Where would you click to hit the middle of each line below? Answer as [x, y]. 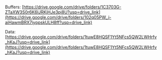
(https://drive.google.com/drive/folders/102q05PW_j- [58, 17]
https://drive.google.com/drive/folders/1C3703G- [73, 7]
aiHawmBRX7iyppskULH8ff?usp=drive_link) [49, 22]
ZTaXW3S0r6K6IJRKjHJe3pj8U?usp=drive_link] [53, 12]
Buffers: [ [14, 7]
